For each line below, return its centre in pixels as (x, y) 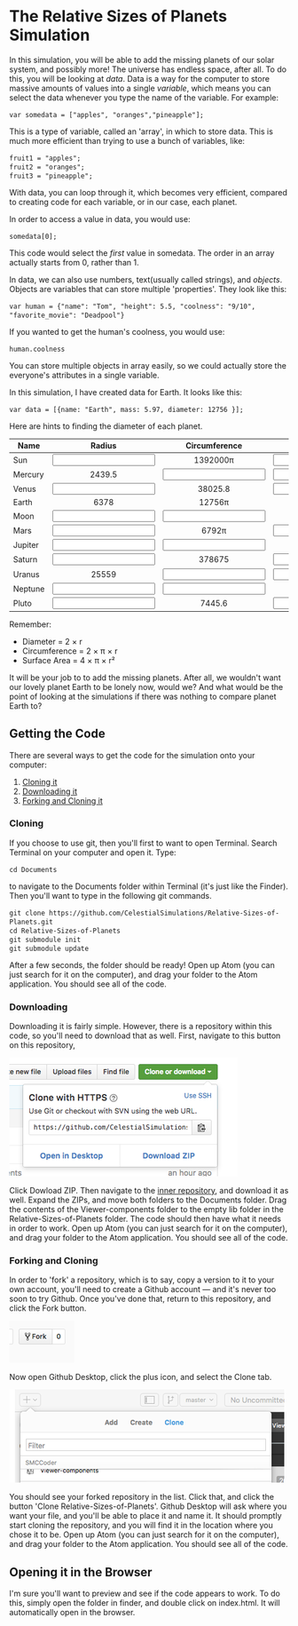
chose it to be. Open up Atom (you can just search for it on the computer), (144, 1535)
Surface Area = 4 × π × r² (68, 660)
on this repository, (42, 1045)
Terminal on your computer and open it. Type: (93, 852)
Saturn (25, 559)
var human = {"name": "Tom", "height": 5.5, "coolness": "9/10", (132, 306)
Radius (103, 446)
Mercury (28, 474)
